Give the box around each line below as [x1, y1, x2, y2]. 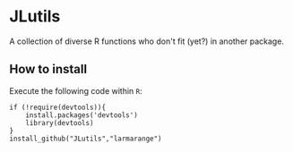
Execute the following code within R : [9, 85, 143, 96]
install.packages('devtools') [25, 110, 139, 120]
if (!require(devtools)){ [9, 103, 106, 112]
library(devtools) [25, 118, 94, 127]
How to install [9, 62, 88, 77]
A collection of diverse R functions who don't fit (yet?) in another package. [9, 36, 285, 46]
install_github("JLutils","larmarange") [9, 134, 163, 143]
